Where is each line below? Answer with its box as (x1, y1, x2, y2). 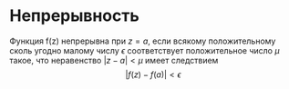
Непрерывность (9, 5, 139, 26)
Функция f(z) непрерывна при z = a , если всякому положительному (9, 35, 276, 46)
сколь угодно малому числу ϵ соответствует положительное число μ (9, 44, 280, 55)
